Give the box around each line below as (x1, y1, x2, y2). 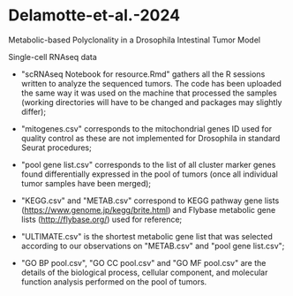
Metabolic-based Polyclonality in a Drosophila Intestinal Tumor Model (8, 34, 261, 45)
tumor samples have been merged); (20, 178, 152, 188)
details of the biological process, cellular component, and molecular (20, 267, 268, 277)
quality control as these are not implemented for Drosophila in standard (20, 133, 281, 143)
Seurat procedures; (20, 142, 92, 153)
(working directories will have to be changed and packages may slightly (20, 96, 282, 107)
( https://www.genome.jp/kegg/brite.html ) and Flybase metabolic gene (20, 204, 276, 215)
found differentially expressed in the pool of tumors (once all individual (20, 169, 279, 179)
